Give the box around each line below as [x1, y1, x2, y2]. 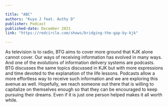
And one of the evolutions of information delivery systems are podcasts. [5, 60, 155, 66]
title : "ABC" [5, 12, 33, 17]
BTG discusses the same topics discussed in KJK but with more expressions [5, 65, 163, 71]
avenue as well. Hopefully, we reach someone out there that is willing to [5, 81, 154, 87]
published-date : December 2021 [5, 26, 71, 31]
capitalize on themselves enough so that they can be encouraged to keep [5, 86, 157, 92]
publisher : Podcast [5, 21, 46, 26]
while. [5, 97, 18, 103]
